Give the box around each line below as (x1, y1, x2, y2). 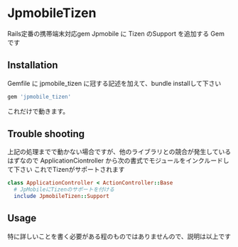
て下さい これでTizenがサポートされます (7, 165, 125, 174)
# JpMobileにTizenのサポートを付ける (13, 186, 115, 193)
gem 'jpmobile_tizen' (7, 93, 72, 100)
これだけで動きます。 (7, 106, 70, 115)
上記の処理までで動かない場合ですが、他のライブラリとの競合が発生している (7, 148, 232, 156)
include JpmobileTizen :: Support (13, 193, 110, 200)
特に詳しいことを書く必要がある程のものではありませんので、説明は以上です (7, 232, 232, 241)
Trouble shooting (7, 128, 85, 140)
